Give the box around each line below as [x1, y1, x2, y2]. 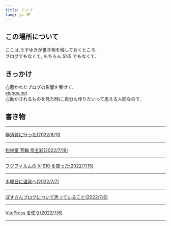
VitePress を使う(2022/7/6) [5, 210, 63, 216]
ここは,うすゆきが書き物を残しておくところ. [5, 47, 97, 53]
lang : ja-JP [5, 12, 31, 17]
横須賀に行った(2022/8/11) [5, 131, 61, 138]
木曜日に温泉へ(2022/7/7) [5, 178, 60, 184]
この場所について [5, 32, 59, 41]
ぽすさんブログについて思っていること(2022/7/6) [5, 194, 108, 200]
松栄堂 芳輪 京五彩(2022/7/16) [5, 147, 68, 153]
